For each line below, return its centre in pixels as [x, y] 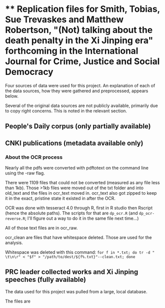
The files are [18, 301]
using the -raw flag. [25, 173]
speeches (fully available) [46, 280]
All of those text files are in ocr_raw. [41, 228]
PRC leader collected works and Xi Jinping [72, 272]
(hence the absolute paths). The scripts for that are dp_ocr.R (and [71, 213]
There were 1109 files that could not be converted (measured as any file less [82, 183]
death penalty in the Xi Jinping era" [79, 41]
